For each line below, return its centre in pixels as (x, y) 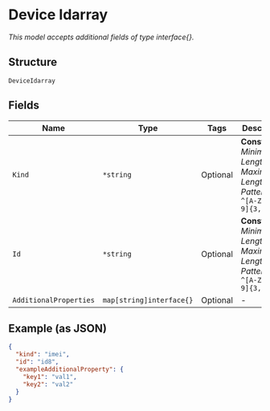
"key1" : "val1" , (50, 376)
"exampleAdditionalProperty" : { (70, 369)
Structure (33, 62)
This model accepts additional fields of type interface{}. (101, 37)
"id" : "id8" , (37, 362)
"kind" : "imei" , (43, 355)
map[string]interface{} (148, 300)
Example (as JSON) (57, 328)
